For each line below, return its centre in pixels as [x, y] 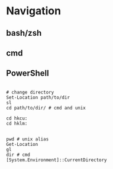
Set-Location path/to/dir [38, 97]
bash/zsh [24, 33]
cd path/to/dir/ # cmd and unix [46, 108]
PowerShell [28, 73]
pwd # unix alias [28, 139]
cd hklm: [17, 123]
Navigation [33, 11]
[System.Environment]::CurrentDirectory [57, 160]
